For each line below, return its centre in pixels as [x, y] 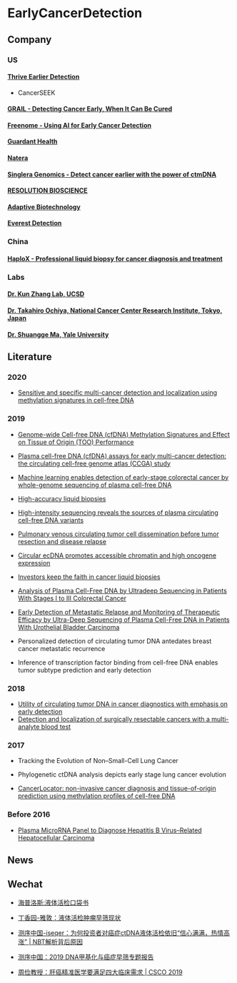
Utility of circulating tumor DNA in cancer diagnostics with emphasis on [123, 704]
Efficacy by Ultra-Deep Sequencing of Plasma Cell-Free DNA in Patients [123, 620]
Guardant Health [32, 141]
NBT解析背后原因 [58, 942]
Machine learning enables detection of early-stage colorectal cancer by [123, 477]
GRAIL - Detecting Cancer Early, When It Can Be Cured [90, 109]
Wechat [25, 884]
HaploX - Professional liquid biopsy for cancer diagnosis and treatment [115, 258]
